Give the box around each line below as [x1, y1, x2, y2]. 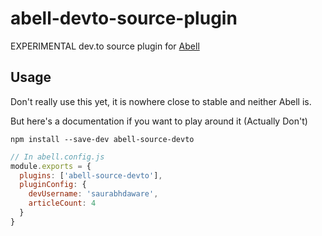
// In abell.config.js [10, 152, 105, 162]
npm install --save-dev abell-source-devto [10, 134, 195, 144]
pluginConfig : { [19, 180, 87, 190]
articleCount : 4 [28, 198, 97, 209]
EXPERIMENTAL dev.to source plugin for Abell [10, 40, 200, 52]
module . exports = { [10, 161, 92, 171]
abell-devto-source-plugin [10, 7, 238, 30]
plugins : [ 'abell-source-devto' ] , [19, 170, 163, 181]
